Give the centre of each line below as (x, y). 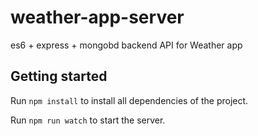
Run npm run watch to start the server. (88, 120)
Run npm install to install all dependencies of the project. (129, 100)
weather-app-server (97, 17)
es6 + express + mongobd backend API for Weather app (126, 45)
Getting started (59, 76)
